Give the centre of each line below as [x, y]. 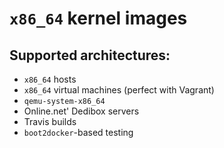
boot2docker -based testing [78, 132]
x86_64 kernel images [98, 18]
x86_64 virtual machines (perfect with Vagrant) [119, 90]
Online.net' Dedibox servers [81, 111]
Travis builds [50, 121]
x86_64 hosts [50, 79]
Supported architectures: [90, 55]
